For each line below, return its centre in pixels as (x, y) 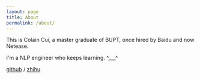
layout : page (23, 12)
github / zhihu (23, 69)
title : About (23, 17)
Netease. (17, 46)
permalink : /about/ (31, 23)
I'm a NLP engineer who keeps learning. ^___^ (62, 58)
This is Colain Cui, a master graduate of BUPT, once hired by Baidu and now (100, 40)
